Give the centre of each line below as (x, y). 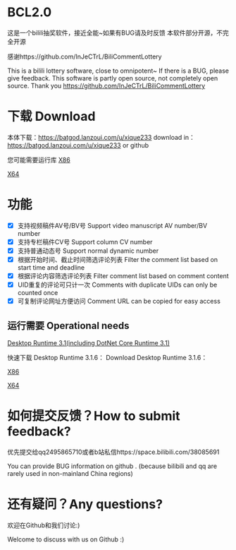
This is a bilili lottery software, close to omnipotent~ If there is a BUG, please (118, 71)
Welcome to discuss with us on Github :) (66, 539)
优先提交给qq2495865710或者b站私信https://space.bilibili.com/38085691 (113, 452)
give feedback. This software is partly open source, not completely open (113, 78)
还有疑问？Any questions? (85, 504)
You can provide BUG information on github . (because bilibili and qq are (112, 466)
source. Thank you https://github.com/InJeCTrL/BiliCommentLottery (106, 85)
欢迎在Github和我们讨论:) (44, 525)
